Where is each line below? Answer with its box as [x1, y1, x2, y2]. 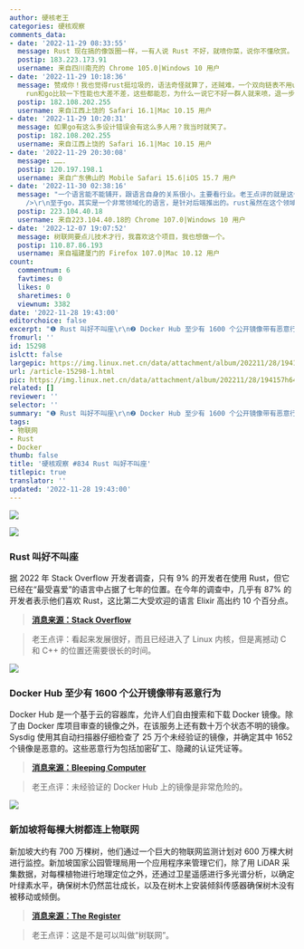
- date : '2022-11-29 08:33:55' [9, 38, 128, 48]
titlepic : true [9, 468, 67, 477]
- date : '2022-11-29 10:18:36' [9, 72, 128, 81]
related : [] [9, 384, 54, 393]
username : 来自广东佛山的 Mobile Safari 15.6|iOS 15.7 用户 [17, 173, 237, 182]
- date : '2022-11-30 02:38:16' [9, 182, 128, 191]
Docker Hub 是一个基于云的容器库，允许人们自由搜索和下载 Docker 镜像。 [9, 709, 286, 720]
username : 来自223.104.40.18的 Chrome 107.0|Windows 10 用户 [17, 215, 246, 225]
